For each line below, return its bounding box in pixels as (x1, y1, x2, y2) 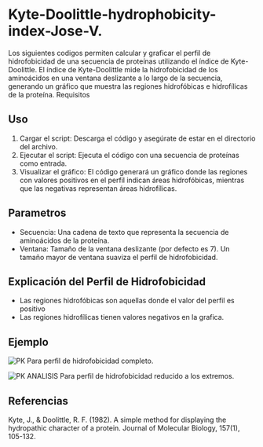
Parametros (8, 207, 67, 220)
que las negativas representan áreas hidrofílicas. (19, 183, 177, 193)
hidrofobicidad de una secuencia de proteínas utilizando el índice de (8, 57, 229, 66)
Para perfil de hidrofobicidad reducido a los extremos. (60, 372, 235, 381)
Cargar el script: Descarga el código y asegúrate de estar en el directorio (19, 134, 256, 143)
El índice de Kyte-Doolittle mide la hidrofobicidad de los (38, 64, 218, 74)
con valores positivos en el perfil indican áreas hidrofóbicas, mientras (19, 175, 245, 185)
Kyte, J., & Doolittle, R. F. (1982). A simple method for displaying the (8, 415, 227, 424)
